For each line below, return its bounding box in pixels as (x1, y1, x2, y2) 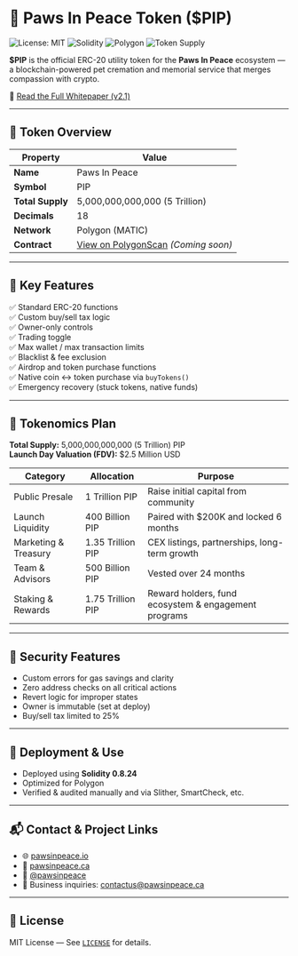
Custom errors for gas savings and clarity (21, 673, 175, 683)
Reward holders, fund (147, 587, 238, 600)
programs (147, 609, 188, 622)
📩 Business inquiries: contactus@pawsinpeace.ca (21, 879, 205, 889)
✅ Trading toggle (9, 331, 72, 342)
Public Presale (13, 490, 74, 503)
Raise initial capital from (147, 485, 247, 498)
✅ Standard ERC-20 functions (9, 301, 119, 312)
